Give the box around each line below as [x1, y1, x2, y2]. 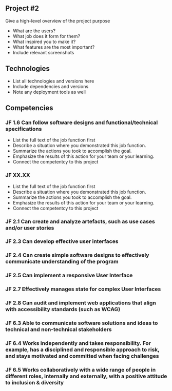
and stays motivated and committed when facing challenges [5, 352, 159, 359]
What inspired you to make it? [12, 38, 76, 45]
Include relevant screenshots [12, 49, 74, 55]
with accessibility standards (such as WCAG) [5, 306, 121, 313]
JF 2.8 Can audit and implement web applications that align [5, 299, 157, 306]
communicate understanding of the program [5, 258, 119, 265]
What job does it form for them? [12, 33, 81, 39]
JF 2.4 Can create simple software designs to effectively [5, 252, 149, 259]
